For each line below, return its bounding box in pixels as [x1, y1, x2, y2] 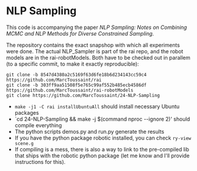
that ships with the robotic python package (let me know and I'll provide [14, 152, 190, 159]
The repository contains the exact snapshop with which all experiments [6, 41, 180, 49]
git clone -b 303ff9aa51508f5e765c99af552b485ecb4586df [6, 82, 147, 88]
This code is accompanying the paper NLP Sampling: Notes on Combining [6, 24, 188, 31]
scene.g [14, 140, 34, 146]
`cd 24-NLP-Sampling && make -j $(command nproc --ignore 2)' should [14, 115, 190, 122]
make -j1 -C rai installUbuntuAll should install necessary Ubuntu [14, 102, 180, 110]
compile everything [14, 121, 62, 128]
